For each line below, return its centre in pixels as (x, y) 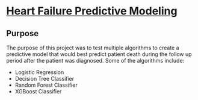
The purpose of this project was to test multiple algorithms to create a (93, 48)
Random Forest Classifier (46, 85)
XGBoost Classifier (38, 91)
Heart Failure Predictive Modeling (92, 11)
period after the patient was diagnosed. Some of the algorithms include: (95, 61)
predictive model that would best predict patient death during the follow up (99, 54)
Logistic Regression (39, 72)
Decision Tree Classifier (45, 79)
